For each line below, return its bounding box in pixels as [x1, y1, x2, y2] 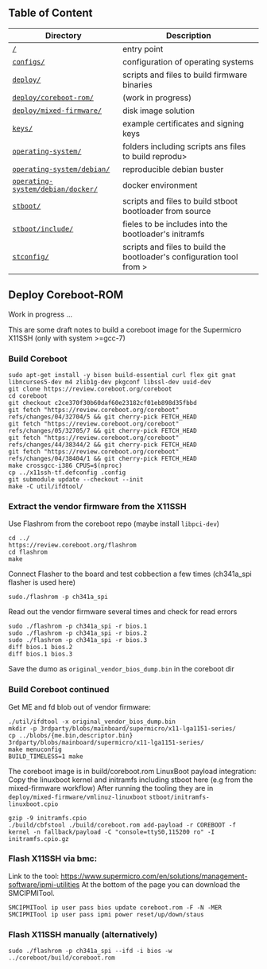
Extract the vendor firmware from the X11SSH [8, 500, 187, 512]
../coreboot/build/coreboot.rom [8, 954, 115, 962]
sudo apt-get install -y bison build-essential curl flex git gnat [8, 371, 237, 379]
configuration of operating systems [122, 56, 254, 67]
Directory [44, 29, 82, 41]
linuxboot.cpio [8, 800, 59, 808]
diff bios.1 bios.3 [8, 650, 73, 659]
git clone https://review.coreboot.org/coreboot [8, 385, 172, 393]
